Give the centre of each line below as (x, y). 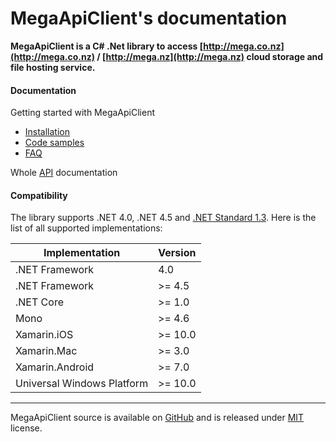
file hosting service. (53, 67)
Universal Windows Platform (82, 384)
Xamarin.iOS (44, 335)
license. (26, 428)
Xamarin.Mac (46, 351)
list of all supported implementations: (86, 228)
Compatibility (39, 195)
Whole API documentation (64, 173)
